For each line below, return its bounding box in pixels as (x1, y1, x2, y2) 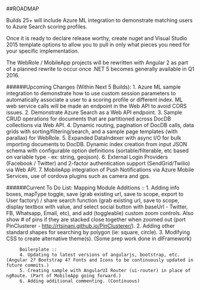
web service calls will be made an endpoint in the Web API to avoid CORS (6, 102, 187, 110)
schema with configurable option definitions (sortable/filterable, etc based (6, 147, 189, 154)
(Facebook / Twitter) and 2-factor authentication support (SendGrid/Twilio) (6, 160, 190, 167)
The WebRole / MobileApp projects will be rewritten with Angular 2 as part (6, 59, 189, 66)
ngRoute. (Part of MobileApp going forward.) (6, 273, 121, 279)
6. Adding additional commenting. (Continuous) (19, 278, 140, 284)
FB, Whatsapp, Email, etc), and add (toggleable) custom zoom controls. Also (6, 210, 194, 216)
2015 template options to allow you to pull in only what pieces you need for (6, 41, 190, 48)
